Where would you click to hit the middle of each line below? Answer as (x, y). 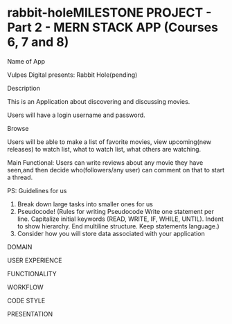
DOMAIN (20, 246)
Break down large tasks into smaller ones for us (85, 204)
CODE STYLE (26, 300)
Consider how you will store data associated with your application (111, 233)
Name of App (26, 61)
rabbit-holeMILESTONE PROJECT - (109, 13)
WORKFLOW (25, 287)
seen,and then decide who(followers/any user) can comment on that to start (116, 170)
